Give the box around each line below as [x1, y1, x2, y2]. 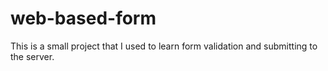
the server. [10, 50, 55, 62]
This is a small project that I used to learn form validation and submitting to [10, 40, 318, 52]
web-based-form [10, 7, 157, 30]
